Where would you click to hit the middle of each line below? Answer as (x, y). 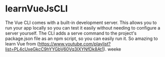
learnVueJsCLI (36, 9)
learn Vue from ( (22, 43)
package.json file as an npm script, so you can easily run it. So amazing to (82, 38)
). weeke (112, 49)
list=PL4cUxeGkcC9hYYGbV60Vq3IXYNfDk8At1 (54, 49)
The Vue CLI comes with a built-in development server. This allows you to (81, 22)
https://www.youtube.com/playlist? (75, 43)
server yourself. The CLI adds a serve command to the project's (71, 33)
